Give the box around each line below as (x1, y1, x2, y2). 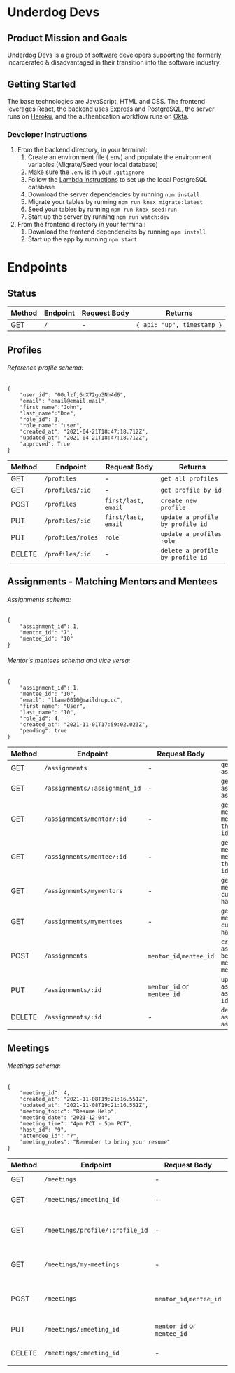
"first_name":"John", (20, 403, 83, 410)
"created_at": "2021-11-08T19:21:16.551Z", (20, 1096, 149, 1103)
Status (7, 287, 37, 299)
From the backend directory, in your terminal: (17, 145, 148, 154)
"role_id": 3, (20, 415, 61, 423)
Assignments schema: (7, 595, 71, 603)
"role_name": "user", (20, 422, 83, 429)
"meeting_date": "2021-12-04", (20, 1114, 111, 1121)
